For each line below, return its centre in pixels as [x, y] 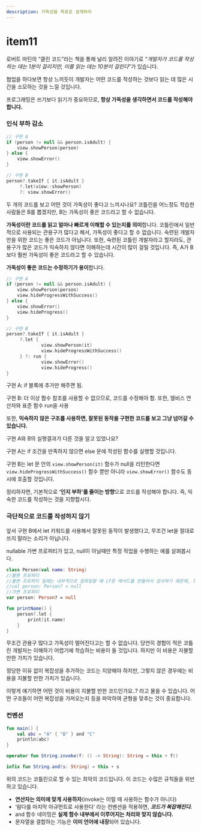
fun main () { [22, 728]
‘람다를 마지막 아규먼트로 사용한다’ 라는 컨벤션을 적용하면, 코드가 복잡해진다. [103, 806]
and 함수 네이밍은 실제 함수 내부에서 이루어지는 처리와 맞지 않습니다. [94, 814]
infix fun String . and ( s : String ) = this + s [63, 767]
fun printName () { [29, 609]
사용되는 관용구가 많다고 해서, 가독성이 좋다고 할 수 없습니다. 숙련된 [100, 232]
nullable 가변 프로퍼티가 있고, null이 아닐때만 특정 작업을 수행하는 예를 [88, 551]
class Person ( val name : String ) [46, 570]
